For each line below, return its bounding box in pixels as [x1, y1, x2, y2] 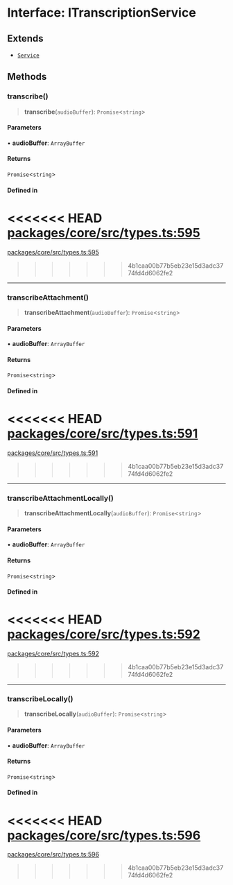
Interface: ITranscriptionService [7, 5, 196, 21]
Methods [7, 71, 47, 83]
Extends [7, 33, 44, 44]
